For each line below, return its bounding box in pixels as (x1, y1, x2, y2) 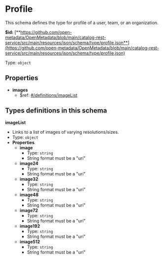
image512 (19, 238, 40, 244)
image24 (19, 160, 38, 166)
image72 (19, 207, 38, 213)
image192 (19, 223, 40, 229)
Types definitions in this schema (5, 107, 107, 115)
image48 (19, 192, 39, 198)
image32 (19, 176, 38, 182)
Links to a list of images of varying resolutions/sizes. (12, 129, 119, 135)
